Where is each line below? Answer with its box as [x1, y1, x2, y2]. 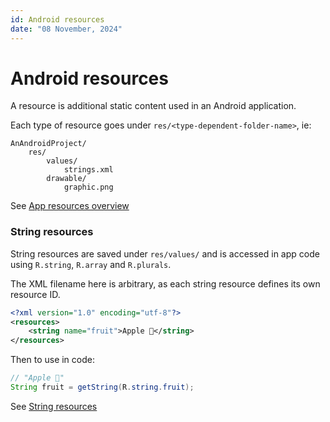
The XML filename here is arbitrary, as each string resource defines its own [10, 277, 321, 290]
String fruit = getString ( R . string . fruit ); [10, 382, 195, 393]
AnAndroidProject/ [10, 139, 87, 149]
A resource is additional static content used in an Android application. [10, 100, 297, 112]
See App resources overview [10, 200, 130, 212]
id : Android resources [10, 14, 105, 25]
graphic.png [63, 182, 114, 193]
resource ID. [10, 288, 61, 300]
